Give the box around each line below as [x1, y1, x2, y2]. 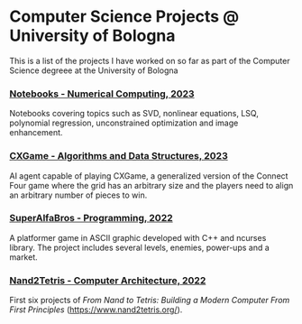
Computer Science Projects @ [9, 6, 240, 27]
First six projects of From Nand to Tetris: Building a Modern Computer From [9, 295, 290, 306]
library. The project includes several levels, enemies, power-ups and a [9, 242, 270, 253]
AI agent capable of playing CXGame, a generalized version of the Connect [9, 170, 288, 181]
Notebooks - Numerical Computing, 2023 [9, 88, 196, 100]
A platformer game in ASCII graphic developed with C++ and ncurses [9, 232, 267, 243]
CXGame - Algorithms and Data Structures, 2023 [9, 150, 228, 162]
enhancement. [9, 127, 63, 138]
